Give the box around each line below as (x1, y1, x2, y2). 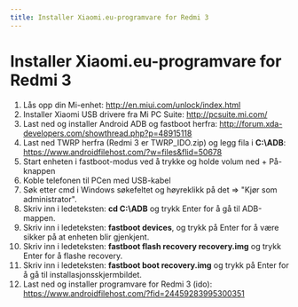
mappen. (22, 212, 56, 223)
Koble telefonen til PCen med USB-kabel (22, 175, 171, 185)
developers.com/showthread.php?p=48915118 (22, 128, 192, 138)
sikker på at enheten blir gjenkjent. (22, 232, 150, 242)
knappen (22, 165, 56, 176)
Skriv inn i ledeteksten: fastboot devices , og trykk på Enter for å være (22, 222, 279, 232)
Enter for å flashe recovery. (22, 250, 123, 261)
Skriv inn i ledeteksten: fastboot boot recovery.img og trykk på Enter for (22, 259, 289, 271)
